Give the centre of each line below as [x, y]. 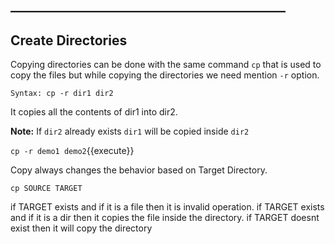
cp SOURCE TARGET [46, 189]
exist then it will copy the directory [81, 228]
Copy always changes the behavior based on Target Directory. [139, 170]
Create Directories [69, 40]
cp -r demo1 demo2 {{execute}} [72, 151]
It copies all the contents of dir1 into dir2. [94, 112]
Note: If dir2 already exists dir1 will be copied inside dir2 [130, 131]
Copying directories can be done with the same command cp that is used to [166, 65]
